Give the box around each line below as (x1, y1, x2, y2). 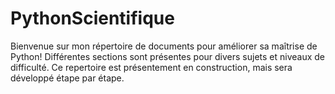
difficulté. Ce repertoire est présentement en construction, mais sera (10, 61, 293, 73)
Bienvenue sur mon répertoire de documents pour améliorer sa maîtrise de (10, 40, 318, 52)
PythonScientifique (10, 7, 175, 30)
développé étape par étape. (10, 72, 125, 84)
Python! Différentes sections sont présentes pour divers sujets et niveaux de (10, 50, 326, 62)
